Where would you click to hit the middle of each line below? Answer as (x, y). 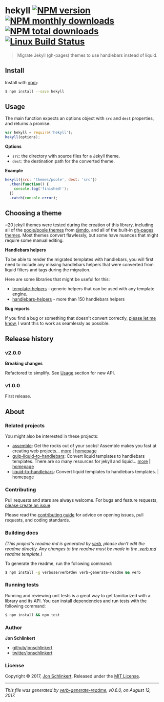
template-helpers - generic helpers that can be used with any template (83, 289)
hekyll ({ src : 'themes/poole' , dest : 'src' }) (51, 180)
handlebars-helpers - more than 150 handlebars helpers (68, 299)
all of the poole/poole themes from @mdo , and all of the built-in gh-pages (79, 230)
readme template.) (24, 554)
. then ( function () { (29, 184)
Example (14, 171)
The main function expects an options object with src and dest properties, (80, 118)
